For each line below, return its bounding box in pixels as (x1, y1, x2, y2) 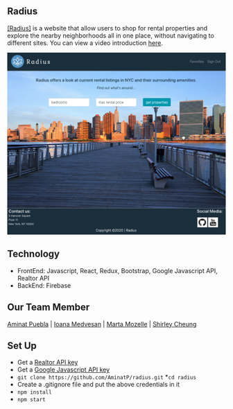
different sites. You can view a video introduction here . (7, 38, 163, 47)
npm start (17, 397, 46, 403)
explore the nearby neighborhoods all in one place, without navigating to (7, 31, 215, 40)
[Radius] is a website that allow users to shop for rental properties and (7, 24, 208, 32)
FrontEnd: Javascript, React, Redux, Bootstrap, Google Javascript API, (17, 266, 218, 275)
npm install (17, 389, 52, 396)
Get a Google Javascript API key (17, 365, 110, 374)
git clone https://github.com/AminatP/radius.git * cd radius (17, 373, 196, 381)
